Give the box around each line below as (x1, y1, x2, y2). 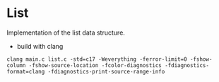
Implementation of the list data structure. (6, 28, 125, 37)
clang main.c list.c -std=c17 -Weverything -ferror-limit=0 (6, 55, 188, 63)
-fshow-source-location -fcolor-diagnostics (28, 61, 162, 69)
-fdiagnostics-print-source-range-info (47, 68, 165, 75)
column (6, 61, 26, 69)
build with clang (16, 42, 64, 50)
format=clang (6, 68, 45, 75)
